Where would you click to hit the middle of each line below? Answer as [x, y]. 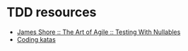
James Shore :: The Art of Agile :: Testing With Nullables [99, 32]
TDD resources [52, 12]
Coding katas [36, 39]
